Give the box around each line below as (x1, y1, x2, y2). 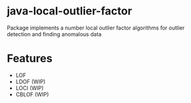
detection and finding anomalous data (7, 30, 102, 37)
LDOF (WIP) (15, 78, 46, 85)
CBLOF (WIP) (15, 90, 49, 98)
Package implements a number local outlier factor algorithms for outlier (7, 24, 185, 31)
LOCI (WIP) (15, 84, 44, 92)
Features (7, 52, 53, 66)
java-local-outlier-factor (7, 4, 132, 18)
